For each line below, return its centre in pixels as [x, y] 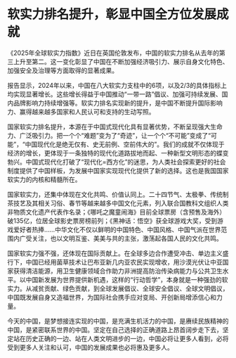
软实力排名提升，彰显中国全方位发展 [112, 14]
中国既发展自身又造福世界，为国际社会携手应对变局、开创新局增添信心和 [112, 297]
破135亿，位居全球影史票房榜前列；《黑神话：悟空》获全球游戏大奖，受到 [112, 220]
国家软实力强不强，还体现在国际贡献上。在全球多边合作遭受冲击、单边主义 [115, 253]
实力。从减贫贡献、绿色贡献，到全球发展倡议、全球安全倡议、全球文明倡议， [118, 288]
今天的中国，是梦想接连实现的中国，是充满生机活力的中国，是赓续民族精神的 [118, 321]
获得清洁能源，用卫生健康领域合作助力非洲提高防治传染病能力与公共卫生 [118, 271]
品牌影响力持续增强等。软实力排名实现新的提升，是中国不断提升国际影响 [118, 103]
